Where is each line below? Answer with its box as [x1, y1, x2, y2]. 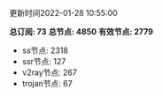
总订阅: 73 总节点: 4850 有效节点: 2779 [9, 26, 153, 37]
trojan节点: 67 [21, 78, 73, 88]
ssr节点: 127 [21, 56, 66, 66]
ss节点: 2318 [21, 45, 69, 56]
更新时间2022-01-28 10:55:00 [9, 8, 118, 18]
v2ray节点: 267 [21, 67, 78, 78]
